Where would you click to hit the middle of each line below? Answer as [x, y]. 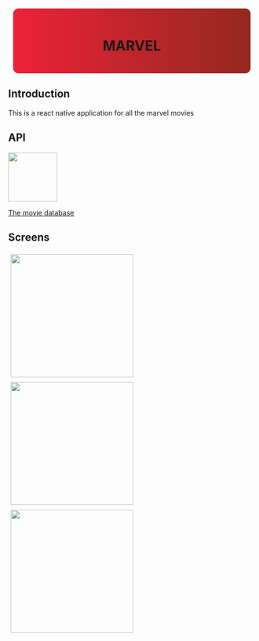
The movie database [41, 212]
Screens [29, 237]
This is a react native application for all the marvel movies [101, 112]
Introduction [39, 94]
